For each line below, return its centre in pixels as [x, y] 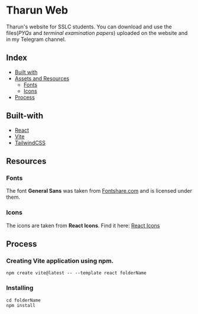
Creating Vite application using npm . [60, 261]
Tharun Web [37, 10]
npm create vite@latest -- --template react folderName [76, 273]
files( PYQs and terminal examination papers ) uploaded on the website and [97, 33]
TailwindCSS [30, 143]
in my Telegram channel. [36, 39]
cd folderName [24, 300]
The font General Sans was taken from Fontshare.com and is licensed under [99, 191]
